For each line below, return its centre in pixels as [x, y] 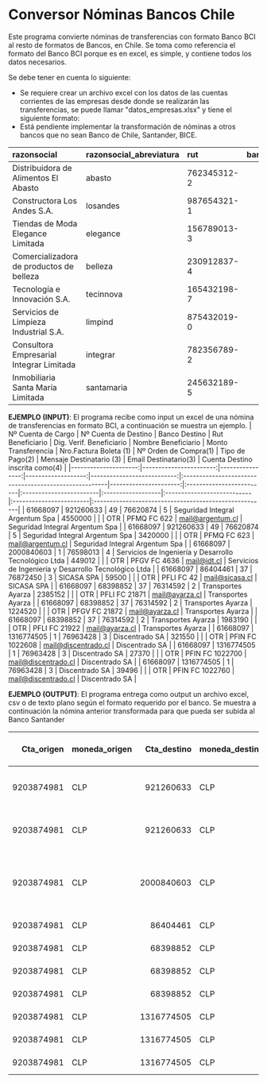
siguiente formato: [50, 118]
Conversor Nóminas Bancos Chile [122, 15]
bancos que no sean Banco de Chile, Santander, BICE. [108, 135]
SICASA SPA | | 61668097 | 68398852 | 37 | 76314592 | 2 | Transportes [125, 586]
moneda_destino [232, 748]
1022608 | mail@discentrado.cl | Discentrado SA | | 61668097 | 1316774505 [132, 644]
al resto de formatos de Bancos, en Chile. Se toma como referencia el [122, 44]
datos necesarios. [38, 62]
